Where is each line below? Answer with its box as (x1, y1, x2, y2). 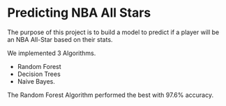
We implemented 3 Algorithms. (7, 49, 96, 57)
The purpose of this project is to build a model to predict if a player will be (7, 28, 220, 36)
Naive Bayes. (17, 77, 56, 85)
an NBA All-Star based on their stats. (7, 35, 113, 43)
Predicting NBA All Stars (7, 5, 151, 21)
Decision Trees (17, 70, 61, 78)
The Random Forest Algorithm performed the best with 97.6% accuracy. (7, 91, 214, 99)
